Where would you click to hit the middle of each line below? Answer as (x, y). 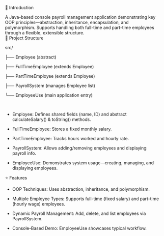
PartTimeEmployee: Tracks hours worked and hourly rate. (70, 138)
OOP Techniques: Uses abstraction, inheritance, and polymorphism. (81, 189)
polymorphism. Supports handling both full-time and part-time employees (80, 28)
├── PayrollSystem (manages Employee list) (50, 86)
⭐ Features (16, 178)
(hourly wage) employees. (39, 204)
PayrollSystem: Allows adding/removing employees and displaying (79, 148)
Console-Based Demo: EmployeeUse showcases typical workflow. (79, 228)
